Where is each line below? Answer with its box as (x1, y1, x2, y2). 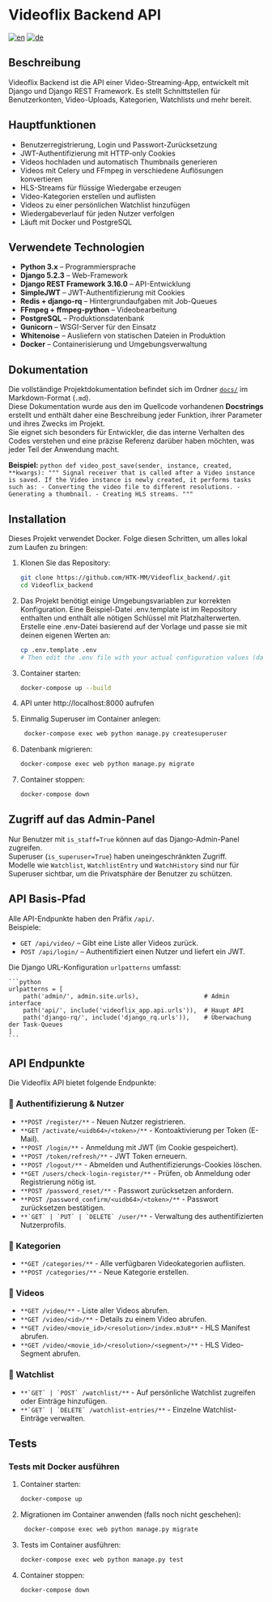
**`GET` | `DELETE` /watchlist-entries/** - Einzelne (19, 1404, 202, 1414)
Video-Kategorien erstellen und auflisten (19, 191, 156, 201)
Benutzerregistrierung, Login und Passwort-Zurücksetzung (19, 139, 218, 149)
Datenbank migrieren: (19, 744, 93, 754)
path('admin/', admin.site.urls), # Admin (23, 992, 230, 1000)
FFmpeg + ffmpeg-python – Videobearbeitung (19, 305, 177, 315)
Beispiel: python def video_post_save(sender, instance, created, (8, 460, 233, 471)
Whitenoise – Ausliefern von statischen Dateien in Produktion (19, 330, 226, 341)
